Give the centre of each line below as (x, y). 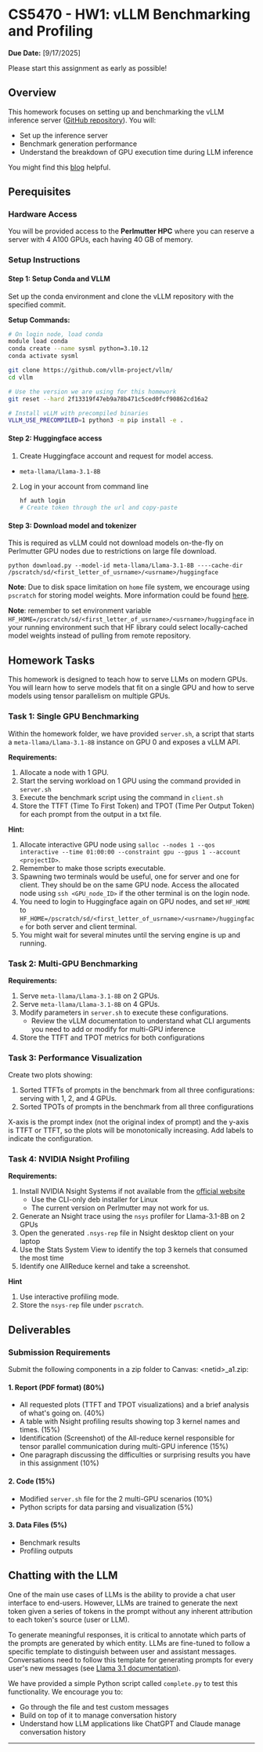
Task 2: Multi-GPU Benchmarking (73, 964)
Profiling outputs (46, 1551)
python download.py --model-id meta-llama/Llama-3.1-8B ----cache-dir (126, 566)
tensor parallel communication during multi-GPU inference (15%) (124, 1447)
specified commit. (37, 305)
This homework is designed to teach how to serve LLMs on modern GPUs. (128, 679)
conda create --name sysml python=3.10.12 (78, 349)
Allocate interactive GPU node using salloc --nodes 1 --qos (117, 844)
